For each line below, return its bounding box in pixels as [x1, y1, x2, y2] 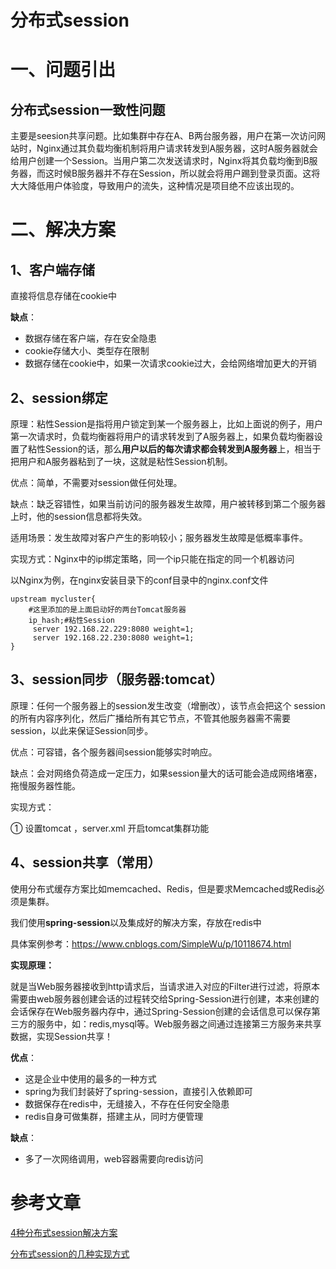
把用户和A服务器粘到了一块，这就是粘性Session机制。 [10, 456, 233, 467]
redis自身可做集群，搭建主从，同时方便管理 [24, 1110, 204, 1122]
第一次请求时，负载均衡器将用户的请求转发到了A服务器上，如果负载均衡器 [10, 431, 315, 442]
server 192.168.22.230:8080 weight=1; [32, 633, 195, 643]
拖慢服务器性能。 [10, 779, 81, 791]
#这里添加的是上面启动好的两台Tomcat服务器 [28, 605, 187, 615]
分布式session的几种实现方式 [10, 1247, 130, 1260]
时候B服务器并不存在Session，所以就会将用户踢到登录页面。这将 [53, 167, 321, 180]
